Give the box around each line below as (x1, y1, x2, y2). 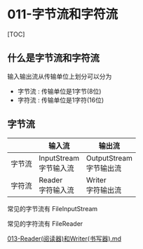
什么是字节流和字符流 (7, 52, 100, 64)
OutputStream (86, 153, 133, 163)
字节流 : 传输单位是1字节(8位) (17, 87, 102, 95)
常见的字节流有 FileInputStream (7, 204, 98, 213)
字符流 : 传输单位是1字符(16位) (17, 95, 104, 104)
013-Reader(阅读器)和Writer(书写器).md (7, 234, 121, 243)
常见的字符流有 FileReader (7, 219, 83, 228)
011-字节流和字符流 (7, 6, 118, 22)
